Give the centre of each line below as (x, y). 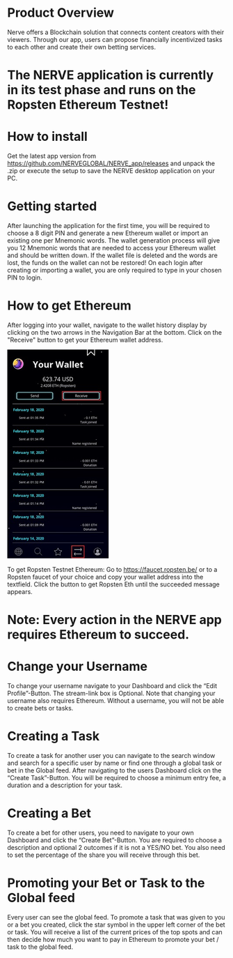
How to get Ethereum (70, 306)
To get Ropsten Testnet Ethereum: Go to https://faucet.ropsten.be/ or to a (112, 569)
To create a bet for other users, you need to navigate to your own (101, 832)
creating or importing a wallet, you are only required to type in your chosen (115, 270)
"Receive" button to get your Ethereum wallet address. (85, 340)
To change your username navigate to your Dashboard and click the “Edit (112, 686)
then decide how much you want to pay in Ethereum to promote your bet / (113, 939)
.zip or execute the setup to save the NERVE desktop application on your (111, 171)
